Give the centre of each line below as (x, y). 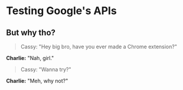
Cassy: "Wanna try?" (46, 69)
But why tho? (31, 33)
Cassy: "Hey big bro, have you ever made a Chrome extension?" (99, 46)
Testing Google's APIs (61, 11)
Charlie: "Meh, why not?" (37, 81)
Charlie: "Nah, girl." (30, 58)
